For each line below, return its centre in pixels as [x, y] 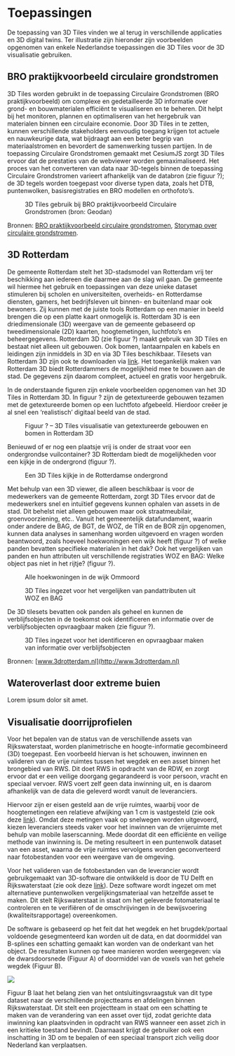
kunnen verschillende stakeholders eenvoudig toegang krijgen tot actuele [113, 131]
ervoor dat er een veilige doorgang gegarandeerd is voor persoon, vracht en [117, 776]
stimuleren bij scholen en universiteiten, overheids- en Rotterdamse [105, 294]
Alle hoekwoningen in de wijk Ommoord [82, 577]
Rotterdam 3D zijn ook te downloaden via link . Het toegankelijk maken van [114, 361]
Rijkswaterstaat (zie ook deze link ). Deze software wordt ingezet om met [112, 885]
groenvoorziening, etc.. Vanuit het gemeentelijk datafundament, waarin [110, 519]
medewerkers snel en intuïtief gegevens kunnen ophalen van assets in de [114, 504]
